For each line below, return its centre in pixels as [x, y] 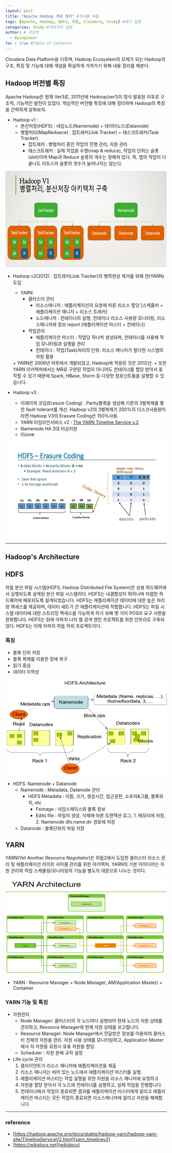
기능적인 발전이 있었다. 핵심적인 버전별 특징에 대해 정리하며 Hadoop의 [86, 103]
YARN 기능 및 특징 [27, 1002]
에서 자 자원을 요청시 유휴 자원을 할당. [58, 1046]
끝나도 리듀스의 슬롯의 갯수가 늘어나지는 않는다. [75, 163]
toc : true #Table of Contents [39, 44]
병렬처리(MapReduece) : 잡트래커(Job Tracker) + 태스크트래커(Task [90, 132]
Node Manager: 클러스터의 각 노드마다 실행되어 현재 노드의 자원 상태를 [91, 1021]
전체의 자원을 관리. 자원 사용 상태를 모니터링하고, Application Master [95, 1040]
